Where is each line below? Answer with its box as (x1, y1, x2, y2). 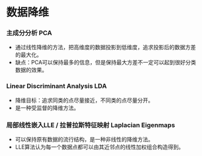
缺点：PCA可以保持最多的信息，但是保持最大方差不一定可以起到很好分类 (15, 59, 197, 66)
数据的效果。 (15, 66, 47, 73)
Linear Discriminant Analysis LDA (6, 82, 107, 90)
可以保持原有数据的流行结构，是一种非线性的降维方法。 (15, 136, 153, 143)
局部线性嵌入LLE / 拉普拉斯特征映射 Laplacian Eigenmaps (6, 121, 175, 129)
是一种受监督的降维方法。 (15, 104, 79, 111)
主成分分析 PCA (6, 29, 53, 37)
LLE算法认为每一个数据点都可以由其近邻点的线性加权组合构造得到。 (15, 143, 184, 151)
